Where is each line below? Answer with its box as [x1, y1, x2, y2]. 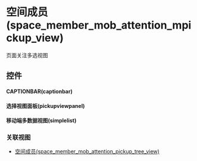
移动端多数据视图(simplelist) [6, 117, 77, 124]
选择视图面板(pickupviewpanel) [6, 102, 85, 109]
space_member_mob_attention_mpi [10, 18, 192, 32]
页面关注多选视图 [6, 51, 48, 58]
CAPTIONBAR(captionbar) [6, 88, 73, 95]
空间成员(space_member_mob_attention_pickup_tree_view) [14, 148, 160, 155]
